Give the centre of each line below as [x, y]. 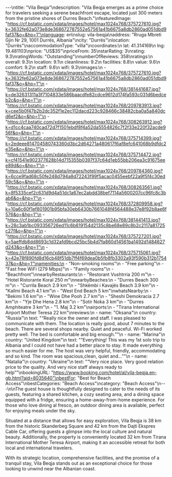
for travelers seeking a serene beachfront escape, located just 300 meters [84, 13]
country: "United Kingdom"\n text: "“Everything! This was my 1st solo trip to [85, 340]
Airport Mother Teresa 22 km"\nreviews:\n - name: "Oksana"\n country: [81, 313]
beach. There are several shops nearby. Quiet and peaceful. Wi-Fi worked [84, 329]
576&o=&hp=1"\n [24, 214]
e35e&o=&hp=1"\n [25, 149]
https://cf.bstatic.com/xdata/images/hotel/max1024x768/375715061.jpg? [84, 253]
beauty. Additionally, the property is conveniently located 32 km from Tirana [86, 437]
